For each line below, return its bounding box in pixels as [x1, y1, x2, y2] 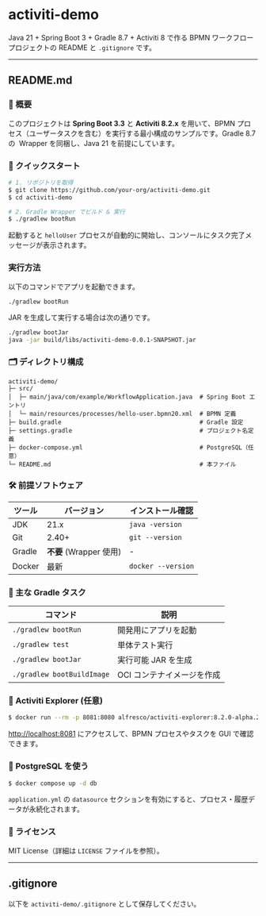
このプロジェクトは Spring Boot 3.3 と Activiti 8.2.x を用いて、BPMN [8, 118, 236, 128]
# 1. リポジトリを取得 [8, 179, 74, 187]
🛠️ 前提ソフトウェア [8, 480, 83, 491]
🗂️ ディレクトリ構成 [8, 356, 84, 368]
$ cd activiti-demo [8, 193, 73, 202]
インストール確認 [129, 505, 194, 516]
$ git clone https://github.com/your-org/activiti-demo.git [8, 186, 211, 194]
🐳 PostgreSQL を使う [8, 760, 89, 772]
